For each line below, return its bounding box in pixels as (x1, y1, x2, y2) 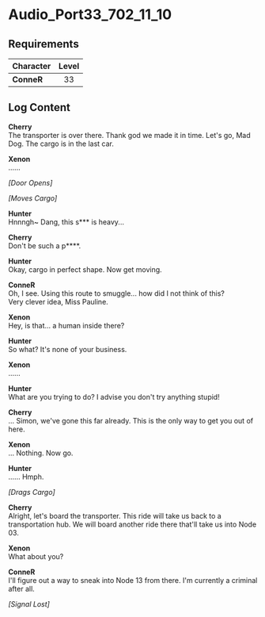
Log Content (8, 101, 71, 114)
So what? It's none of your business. (8, 344, 127, 354)
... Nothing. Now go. (8, 448, 74, 458)
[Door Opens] (8, 178, 53, 187)
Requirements (8, 37, 79, 51)
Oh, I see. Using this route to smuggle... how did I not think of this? (8, 288, 225, 298)
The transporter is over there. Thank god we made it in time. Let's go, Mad (8, 130, 251, 140)
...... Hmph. (8, 472, 44, 481)
